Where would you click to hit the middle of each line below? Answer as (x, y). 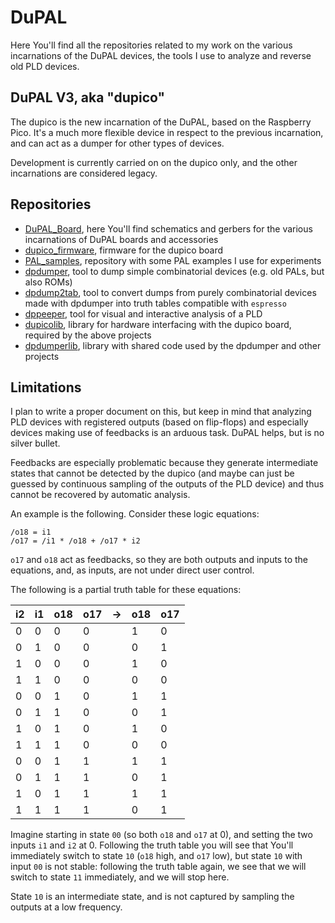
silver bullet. (35, 443)
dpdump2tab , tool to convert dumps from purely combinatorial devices (170, 292)
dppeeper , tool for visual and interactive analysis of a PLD (143, 313)
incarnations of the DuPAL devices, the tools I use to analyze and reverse (161, 55)
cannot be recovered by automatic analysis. (100, 495)
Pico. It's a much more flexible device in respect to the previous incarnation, (167, 132)
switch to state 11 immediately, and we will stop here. (120, 877)
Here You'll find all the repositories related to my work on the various (151, 45)
